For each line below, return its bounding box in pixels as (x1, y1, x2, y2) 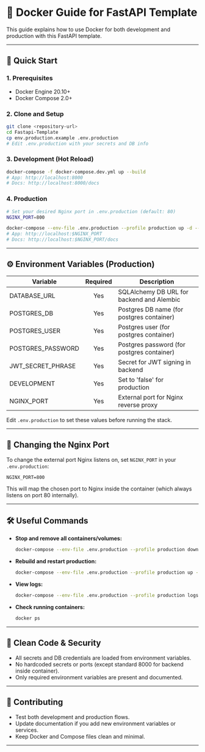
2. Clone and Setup (6, 109, 64, 118)
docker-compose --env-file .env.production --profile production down (15, 547, 199, 553)
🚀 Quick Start (6, 56, 58, 66)
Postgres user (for (118, 323, 170, 331)
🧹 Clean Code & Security (6, 638, 101, 648)
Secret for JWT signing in (118, 357, 191, 366)
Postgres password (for (118, 340, 186, 349)
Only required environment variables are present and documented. (15, 673, 183, 681)
